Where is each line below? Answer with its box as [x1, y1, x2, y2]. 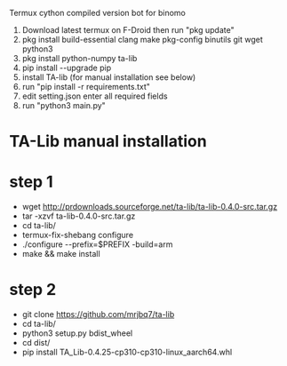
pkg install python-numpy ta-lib [21, 53, 138, 63]
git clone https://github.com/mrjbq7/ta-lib [21, 309, 175, 320]
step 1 [9, 172, 53, 192]
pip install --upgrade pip [21, 62, 112, 73]
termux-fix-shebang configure [21, 230, 134, 241]
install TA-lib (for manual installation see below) [21, 72, 196, 83]
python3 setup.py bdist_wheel [21, 328, 133, 338]
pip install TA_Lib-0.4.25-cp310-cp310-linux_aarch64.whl [21, 346, 233, 358]
